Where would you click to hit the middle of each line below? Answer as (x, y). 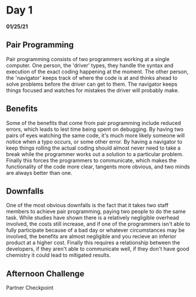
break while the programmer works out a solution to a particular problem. (95, 154)
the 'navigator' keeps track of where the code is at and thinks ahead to (92, 77)
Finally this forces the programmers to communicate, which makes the (92, 160)
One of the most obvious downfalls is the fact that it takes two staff (87, 205)
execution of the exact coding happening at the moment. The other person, (97, 72)
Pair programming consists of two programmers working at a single (88, 59)
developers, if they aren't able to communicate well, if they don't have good (98, 249)
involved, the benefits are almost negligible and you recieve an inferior (91, 237)
